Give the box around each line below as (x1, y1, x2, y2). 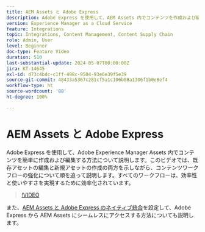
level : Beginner (6, 43, 48, 49)
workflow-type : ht (6, 83, 53, 89)
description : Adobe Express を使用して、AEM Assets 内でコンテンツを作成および (6, 15, 196, 21)
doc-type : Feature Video (6, 49, 70, 55)
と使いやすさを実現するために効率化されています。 (6, 179, 134, 186)
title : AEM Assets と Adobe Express (6, 9, 99, 15)
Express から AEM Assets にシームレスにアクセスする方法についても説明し (6, 211, 194, 219)
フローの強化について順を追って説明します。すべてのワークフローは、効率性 (6, 171, 197, 178)
